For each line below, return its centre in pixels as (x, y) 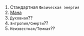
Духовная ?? (21, 18)
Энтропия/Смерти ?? (29, 23)
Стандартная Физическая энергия (45, 7)
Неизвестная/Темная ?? (32, 28)
